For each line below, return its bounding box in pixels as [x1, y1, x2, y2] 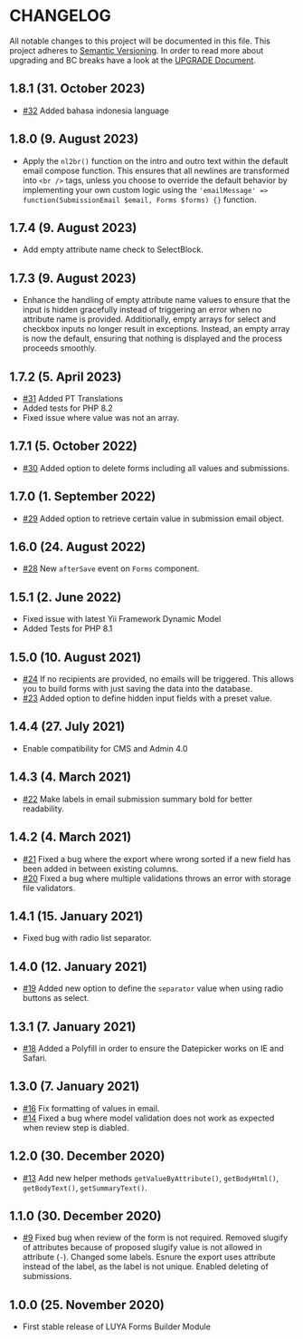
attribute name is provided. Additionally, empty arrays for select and [22, 314, 277, 325]
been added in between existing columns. [22, 863, 179, 874]
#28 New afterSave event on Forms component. [22, 563, 200, 574]
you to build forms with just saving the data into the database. [22, 684, 253, 694]
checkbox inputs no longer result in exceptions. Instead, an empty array [22, 324, 290, 335]
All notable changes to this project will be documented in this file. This [9, 35, 271, 46]
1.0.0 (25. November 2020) [9, 1297, 165, 1313]
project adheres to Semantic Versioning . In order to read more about [9, 44, 264, 55]
